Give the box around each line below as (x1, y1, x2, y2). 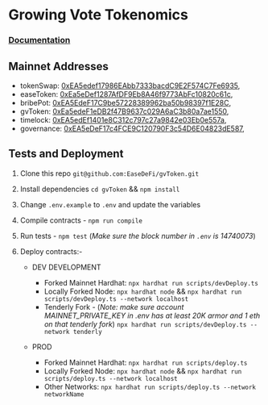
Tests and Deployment (8, 147, 124, 161)
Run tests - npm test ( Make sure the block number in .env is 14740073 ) (19, 231, 256, 240)
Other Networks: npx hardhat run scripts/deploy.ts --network (43, 382, 256, 391)
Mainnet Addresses (8, 59, 109, 73)
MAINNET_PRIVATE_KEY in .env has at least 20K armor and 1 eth (43, 311, 261, 320)
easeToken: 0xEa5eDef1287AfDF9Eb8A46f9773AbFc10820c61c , (19, 89, 233, 98)
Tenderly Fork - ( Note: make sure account (43, 302, 184, 311)
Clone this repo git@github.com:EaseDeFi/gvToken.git (19, 168, 200, 178)
